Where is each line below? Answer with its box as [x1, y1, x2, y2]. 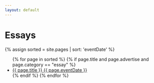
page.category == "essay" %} [12, 62, 76, 68]
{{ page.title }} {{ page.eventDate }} [12, 67, 87, 73]
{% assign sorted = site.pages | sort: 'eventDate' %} [5, 46, 115, 52]
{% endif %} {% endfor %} [12, 72, 69, 78]
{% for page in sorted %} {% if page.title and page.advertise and [12, 56, 149, 62]
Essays [5, 29, 36, 41]
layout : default [5, 7, 39, 13]
